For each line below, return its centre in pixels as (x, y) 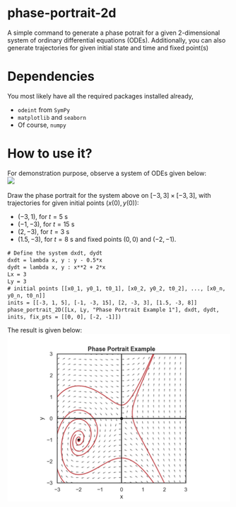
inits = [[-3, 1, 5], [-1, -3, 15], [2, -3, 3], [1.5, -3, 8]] (102, 303)
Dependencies (51, 77)
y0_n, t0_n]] (26, 296)
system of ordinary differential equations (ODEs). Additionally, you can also (117, 40)
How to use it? (50, 154)
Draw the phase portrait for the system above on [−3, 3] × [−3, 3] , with (109, 195)
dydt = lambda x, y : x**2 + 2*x (57, 267)
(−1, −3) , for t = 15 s (46, 224)
